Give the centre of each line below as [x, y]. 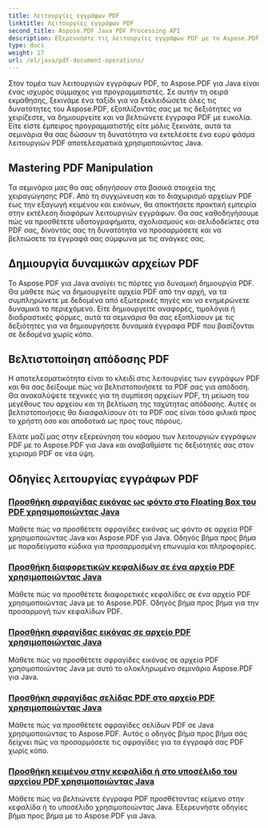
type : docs [26, 46]
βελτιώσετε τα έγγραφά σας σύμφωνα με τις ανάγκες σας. [107, 238]
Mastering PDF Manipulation [81, 168]
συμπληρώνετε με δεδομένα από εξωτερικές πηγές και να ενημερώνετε [129, 300]
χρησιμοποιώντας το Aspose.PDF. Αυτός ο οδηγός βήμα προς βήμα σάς [128, 733]
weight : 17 [26, 53]
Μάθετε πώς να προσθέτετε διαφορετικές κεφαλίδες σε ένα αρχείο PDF [130, 595]
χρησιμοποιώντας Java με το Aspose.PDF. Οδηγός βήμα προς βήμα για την [134, 603]
